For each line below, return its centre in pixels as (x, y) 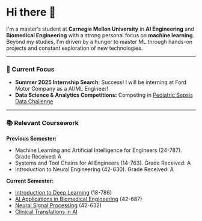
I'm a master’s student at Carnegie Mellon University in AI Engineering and (100, 29)
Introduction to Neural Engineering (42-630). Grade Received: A (94, 169)
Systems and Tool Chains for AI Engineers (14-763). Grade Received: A (103, 163)
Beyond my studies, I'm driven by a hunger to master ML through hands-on (99, 41)
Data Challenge (34, 101)
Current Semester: (30, 181)
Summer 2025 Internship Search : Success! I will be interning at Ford (101, 82)
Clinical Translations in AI (46, 211)
